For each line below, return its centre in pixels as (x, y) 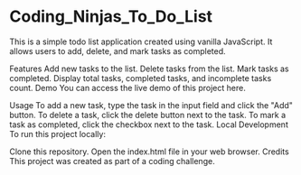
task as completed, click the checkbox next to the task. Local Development (149, 124)
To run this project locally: (58, 134)
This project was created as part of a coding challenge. (112, 161)
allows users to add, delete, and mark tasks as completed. (118, 51)
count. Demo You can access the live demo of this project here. (127, 87)
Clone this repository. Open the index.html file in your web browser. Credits (149, 152)
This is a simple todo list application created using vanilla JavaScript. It (141, 41)
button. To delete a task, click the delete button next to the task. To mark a (148, 115)
